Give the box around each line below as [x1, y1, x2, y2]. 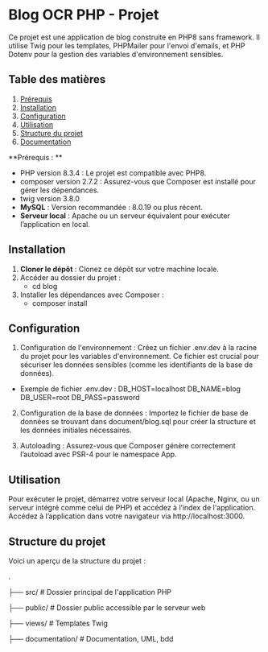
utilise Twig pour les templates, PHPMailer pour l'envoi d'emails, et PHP [8, 40, 245, 50]
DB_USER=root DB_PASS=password [19, 393, 140, 402]
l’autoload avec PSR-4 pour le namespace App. [19, 449, 177, 460]
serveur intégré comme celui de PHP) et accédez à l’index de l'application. [8, 503, 256, 513]
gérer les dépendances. [19, 185, 99, 195]
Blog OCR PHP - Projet [8, 6, 159, 24]
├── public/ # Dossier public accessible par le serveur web [8, 603, 206, 613]
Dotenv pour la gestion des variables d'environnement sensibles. [8, 49, 224, 59]
